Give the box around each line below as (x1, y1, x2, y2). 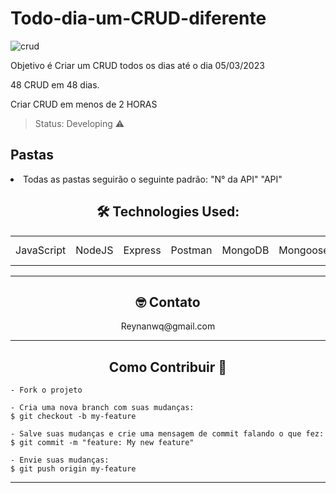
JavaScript (15, 243, 67, 257)
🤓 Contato (135, 293, 201, 311)
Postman (170, 243, 213, 257)
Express (123, 243, 162, 257)
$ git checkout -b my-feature (10, 412, 137, 422)
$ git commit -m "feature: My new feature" (10, 438, 195, 448)
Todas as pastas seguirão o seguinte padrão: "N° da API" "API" (23, 173, 283, 185)
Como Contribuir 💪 (108, 358, 228, 376)
